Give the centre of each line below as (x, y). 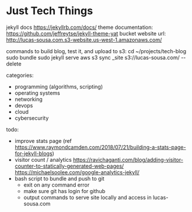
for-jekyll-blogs (33, 153)
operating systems (37, 93)
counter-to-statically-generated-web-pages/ (69, 166)
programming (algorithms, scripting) (59, 86)
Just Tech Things (50, 11)
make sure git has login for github (64, 191)
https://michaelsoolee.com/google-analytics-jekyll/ (77, 172)
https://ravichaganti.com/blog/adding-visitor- (128, 159)
